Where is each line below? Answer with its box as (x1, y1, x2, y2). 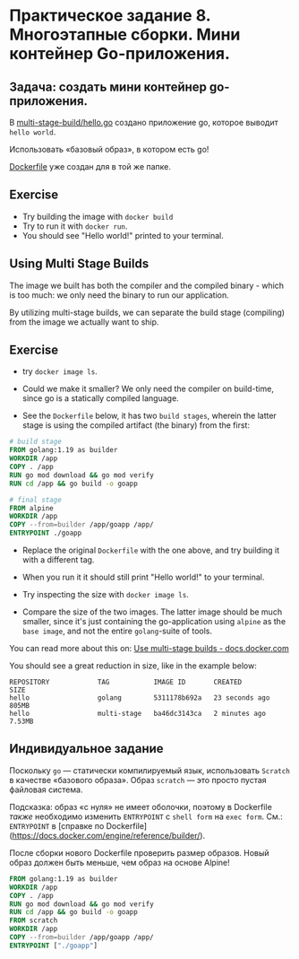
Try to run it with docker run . (21, 221, 128, 231)
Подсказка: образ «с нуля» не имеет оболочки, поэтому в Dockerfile (9, 801, 273, 812)
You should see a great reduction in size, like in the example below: (9, 660, 257, 671)
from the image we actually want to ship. (9, 316, 159, 327)
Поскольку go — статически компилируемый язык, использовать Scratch (9, 764, 291, 776)
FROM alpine (9, 503, 54, 512)
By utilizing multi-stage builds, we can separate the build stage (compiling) (9, 307, 285, 318)
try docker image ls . (21, 366, 98, 377)
